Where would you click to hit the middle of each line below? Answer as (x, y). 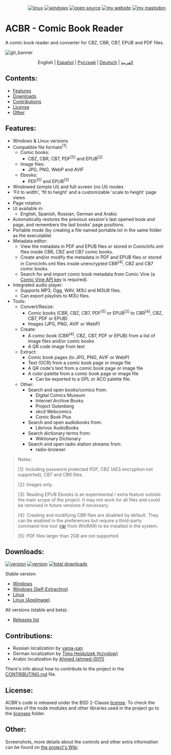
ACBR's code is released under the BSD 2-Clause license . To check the (80, 702)
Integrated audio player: (38, 285)
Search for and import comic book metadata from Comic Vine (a (88, 274)
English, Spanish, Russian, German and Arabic (69, 214)
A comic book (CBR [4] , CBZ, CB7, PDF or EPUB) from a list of (91, 335)
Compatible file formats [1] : (40, 146)
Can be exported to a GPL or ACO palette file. (83, 379)
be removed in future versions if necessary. (63, 505)
